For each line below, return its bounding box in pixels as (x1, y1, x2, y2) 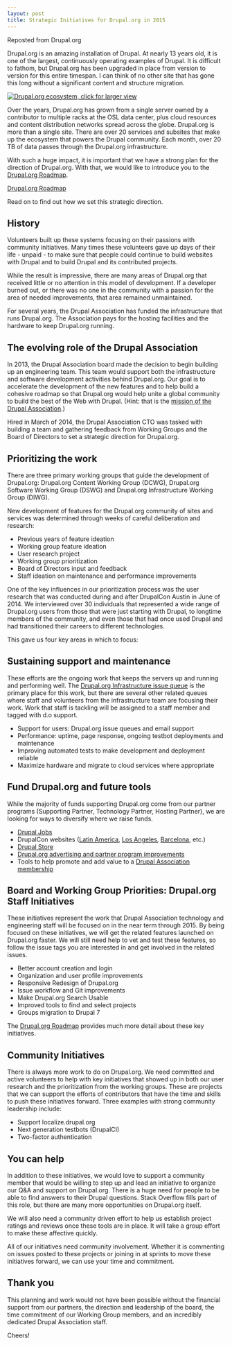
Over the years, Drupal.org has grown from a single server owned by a (7, 105, 208, 114)
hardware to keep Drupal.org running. (7, 322, 115, 330)
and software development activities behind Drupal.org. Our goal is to (7, 375, 206, 384)
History (7, 217, 40, 229)
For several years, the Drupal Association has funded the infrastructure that (7, 307, 223, 316)
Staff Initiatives (7, 896, 75, 907)
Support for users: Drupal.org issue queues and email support (17, 724, 195, 733)
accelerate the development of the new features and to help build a (7, 382, 199, 391)
